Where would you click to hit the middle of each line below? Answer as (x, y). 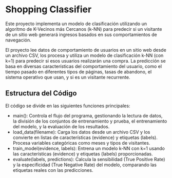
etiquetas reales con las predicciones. (53, 170)
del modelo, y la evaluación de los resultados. (61, 126)
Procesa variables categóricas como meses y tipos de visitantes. (81, 143)
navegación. (18, 40)
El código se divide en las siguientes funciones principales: (68, 106)
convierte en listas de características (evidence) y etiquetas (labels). (85, 137)
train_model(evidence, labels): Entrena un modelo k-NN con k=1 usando (89, 148)
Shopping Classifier (49, 9)
